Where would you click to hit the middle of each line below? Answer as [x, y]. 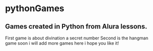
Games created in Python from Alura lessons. [76, 26]
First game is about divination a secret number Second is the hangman [77, 38]
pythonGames [35, 8]
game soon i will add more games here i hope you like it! [62, 43]
